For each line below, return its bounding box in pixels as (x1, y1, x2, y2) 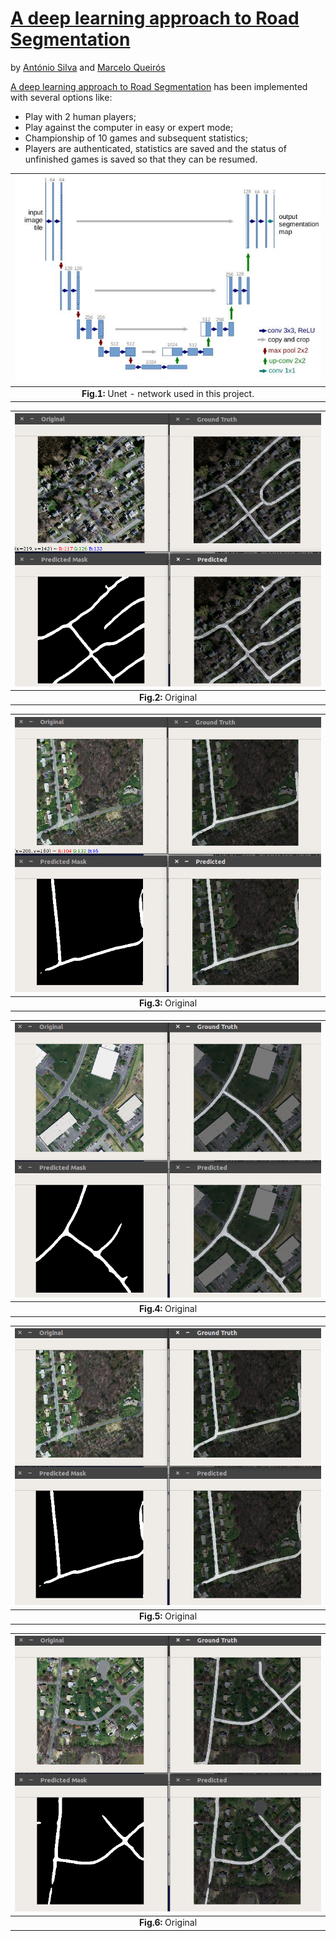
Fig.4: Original (138, 1303, 198, 1315)
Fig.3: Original (138, 997, 198, 1009)
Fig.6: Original (138, 1917, 198, 1929)
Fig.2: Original (138, 691, 198, 703)
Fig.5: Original (138, 1610, 198, 1622)
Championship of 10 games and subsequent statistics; (24, 132, 248, 144)
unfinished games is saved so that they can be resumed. (24, 153, 258, 165)
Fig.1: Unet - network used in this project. (81, 388, 255, 400)
